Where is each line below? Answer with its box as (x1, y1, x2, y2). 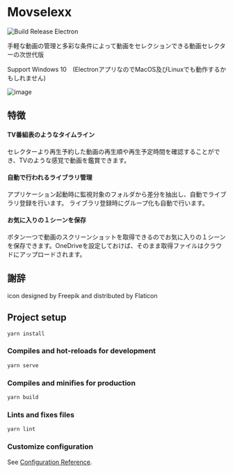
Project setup (7, 311, 67, 324)
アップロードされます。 (19, 250, 86, 258)
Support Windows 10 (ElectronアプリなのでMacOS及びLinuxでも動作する (7, 65, 220, 73)
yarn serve (7, 362, 39, 369)
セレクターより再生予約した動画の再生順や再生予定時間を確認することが (7, 147, 214, 155)
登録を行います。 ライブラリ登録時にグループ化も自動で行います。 (19, 199, 209, 207)
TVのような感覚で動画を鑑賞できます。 (19, 156, 131, 164)
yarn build (7, 394, 39, 401)
